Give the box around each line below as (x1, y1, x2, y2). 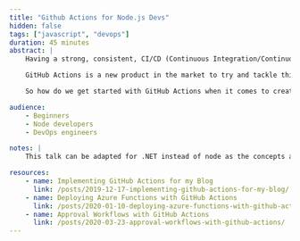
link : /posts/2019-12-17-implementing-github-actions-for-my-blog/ (32, 185, 290, 194)
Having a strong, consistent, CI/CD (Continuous (25, 54, 210, 63)
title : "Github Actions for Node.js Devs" (9, 12, 170, 22)
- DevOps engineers (25, 128, 98, 137)
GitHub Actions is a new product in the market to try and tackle (25, 71, 278, 80)
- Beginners (25, 111, 70, 120)
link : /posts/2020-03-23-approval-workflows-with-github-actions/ (32, 218, 286, 228)
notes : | (9, 144, 42, 153)
